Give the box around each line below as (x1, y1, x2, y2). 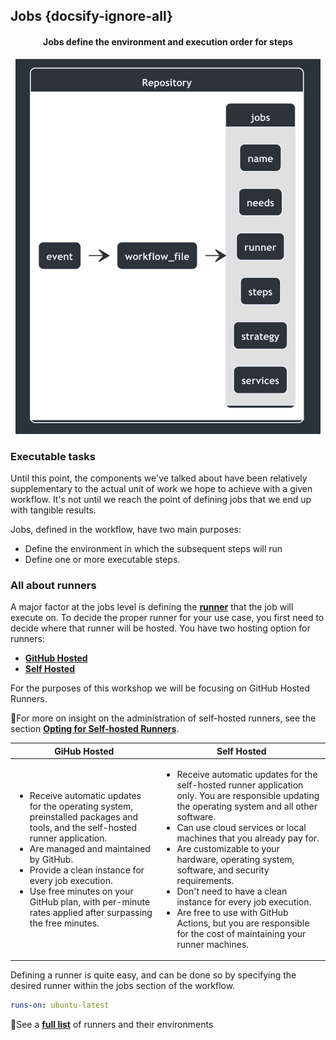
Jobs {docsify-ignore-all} (10, 8, 173, 25)
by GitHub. (29, 853, 74, 865)
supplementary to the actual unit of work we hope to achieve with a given (10, 482, 313, 494)
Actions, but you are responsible (176, 917, 310, 929)
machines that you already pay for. (176, 832, 320, 844)
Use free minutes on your (29, 885, 134, 897)
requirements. (176, 874, 235, 886)
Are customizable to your (176, 842, 280, 854)
